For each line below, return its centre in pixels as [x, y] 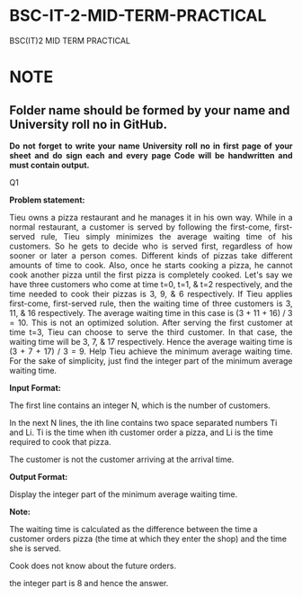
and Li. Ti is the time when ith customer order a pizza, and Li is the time [142, 432]
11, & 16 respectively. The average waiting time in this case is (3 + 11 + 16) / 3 [151, 312]
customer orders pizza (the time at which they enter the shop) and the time [148, 538]
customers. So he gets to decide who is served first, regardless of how [151, 246]
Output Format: [39, 476]
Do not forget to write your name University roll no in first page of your [151, 146]
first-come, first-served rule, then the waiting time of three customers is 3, [151, 303]
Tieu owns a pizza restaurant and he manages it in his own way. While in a [151, 217]
